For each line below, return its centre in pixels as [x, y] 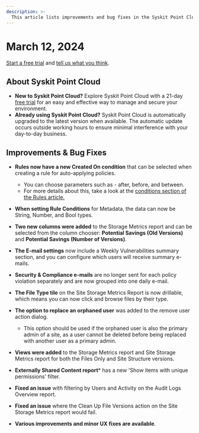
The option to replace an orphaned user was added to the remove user [102, 311]
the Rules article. [44, 197]
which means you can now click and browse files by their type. [92, 299]
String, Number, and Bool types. [54, 215]
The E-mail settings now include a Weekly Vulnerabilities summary [97, 251]
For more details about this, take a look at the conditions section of [105, 191]
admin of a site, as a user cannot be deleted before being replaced [105, 335]
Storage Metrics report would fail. [56, 412]
